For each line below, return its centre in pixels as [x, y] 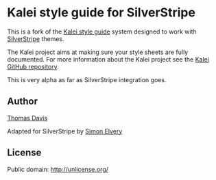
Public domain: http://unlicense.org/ [58, 169]
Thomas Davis [27, 118]
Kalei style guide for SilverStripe [101, 13]
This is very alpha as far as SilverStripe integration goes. [87, 79]
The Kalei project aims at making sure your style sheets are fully [98, 52]
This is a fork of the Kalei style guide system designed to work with [102, 31]
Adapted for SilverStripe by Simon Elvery [65, 131]
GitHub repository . [33, 66]
